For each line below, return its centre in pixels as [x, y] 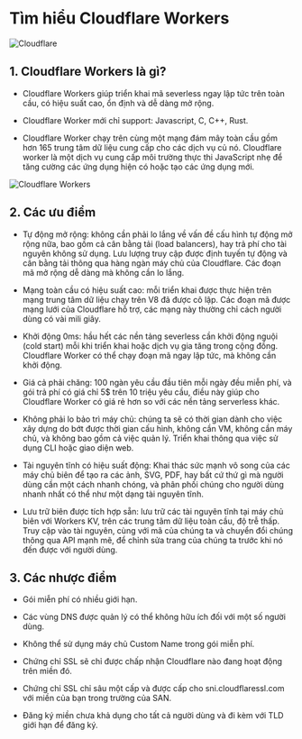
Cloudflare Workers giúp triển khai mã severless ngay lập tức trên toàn [154, 93]
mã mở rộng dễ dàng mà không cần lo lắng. [103, 272]
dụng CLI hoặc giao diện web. [78, 447]
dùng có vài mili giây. [62, 318]
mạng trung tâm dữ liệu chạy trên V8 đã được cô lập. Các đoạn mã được [156, 299]
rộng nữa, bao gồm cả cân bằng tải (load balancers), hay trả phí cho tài [154, 243]
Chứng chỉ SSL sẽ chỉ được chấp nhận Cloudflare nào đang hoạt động [152, 661]
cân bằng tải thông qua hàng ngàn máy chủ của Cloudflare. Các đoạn [151, 263]
